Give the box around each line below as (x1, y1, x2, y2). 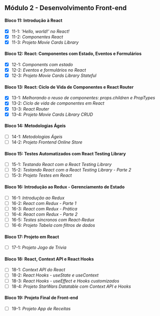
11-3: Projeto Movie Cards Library (11, 39, 79, 45)
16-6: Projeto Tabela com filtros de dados (11, 222, 95, 228)
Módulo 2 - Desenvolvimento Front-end (4, 4, 127, 12)
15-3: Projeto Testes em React (11, 172, 72, 178)
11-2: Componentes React (11, 34, 64, 39)
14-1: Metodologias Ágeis (11, 133, 63, 139)
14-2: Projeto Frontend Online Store (11, 139, 83, 145)
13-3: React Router (11, 106, 50, 112)
